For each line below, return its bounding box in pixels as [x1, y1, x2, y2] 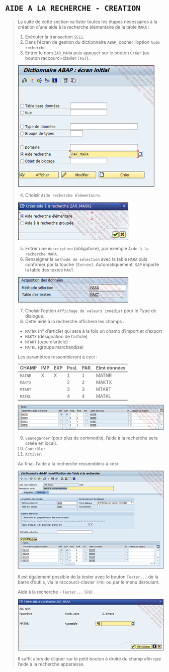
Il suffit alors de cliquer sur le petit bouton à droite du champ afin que [17, 655, 161, 661]
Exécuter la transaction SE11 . [25, 34, 84, 40]
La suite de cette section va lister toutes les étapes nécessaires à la [17, 19, 157, 25]
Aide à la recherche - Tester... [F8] [17, 589, 94, 595]
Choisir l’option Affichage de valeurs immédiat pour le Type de [25, 308, 157, 314]
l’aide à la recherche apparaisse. [17, 661, 85, 667]
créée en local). [25, 440, 58, 446]
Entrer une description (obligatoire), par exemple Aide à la [25, 245, 149, 251]
